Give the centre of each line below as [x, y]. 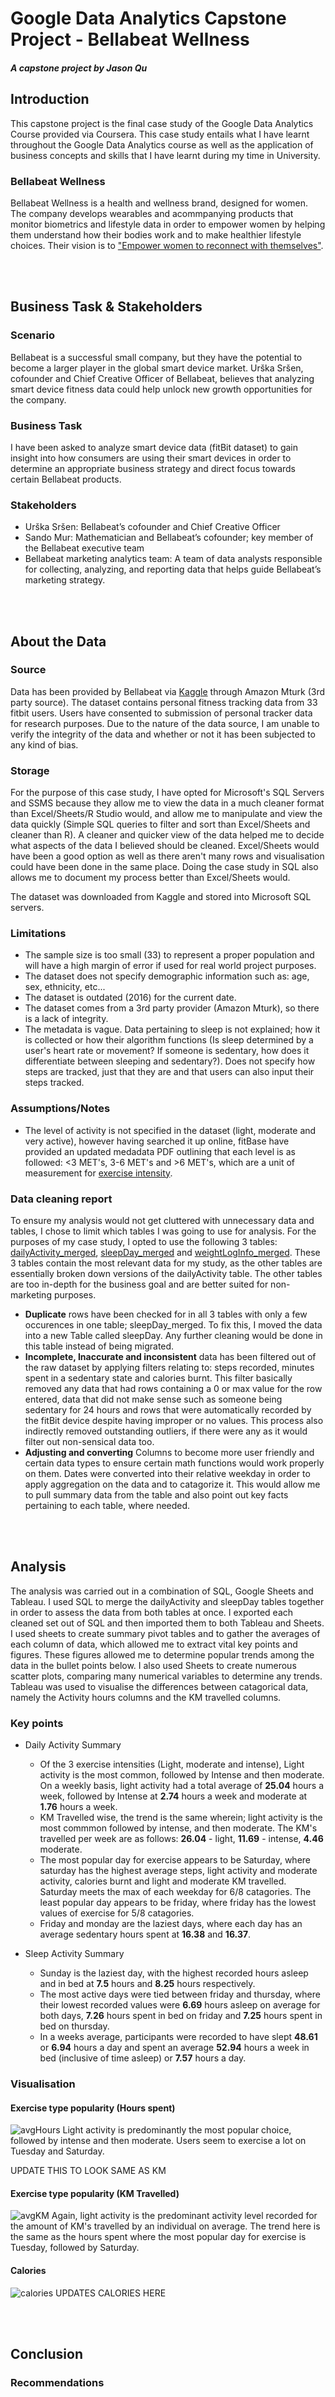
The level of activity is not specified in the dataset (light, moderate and [170, 1130]
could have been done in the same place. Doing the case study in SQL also [164, 867]
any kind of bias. [44, 744]
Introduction [50, 99]
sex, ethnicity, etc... [65, 987]
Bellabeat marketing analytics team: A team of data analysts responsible [173, 559]
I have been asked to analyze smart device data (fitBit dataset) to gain [154, 447]
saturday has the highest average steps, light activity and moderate [178, 1871]
